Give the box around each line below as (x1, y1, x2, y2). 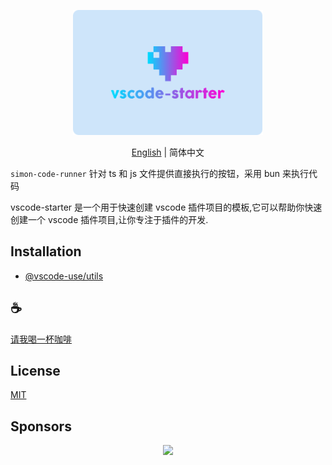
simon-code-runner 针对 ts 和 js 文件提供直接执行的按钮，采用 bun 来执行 (10, 168, 309, 179)
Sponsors (10, 418, 72, 435)
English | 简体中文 (131, 146, 205, 158)
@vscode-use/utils (24, 270, 104, 282)
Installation (10, 243, 82, 260)
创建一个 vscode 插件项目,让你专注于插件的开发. (10, 214, 209, 225)
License (10, 363, 61, 380)
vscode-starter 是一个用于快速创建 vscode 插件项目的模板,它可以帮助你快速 (10, 201, 323, 213)
